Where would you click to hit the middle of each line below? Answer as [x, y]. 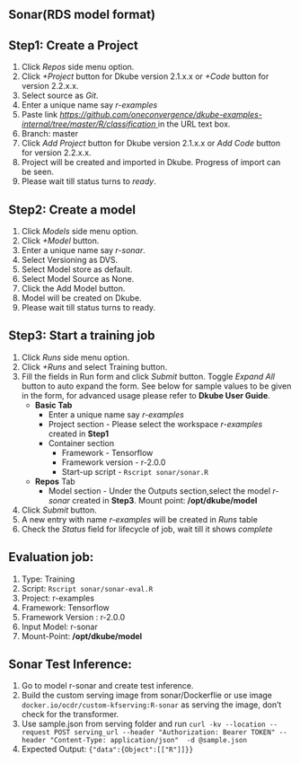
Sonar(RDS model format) [82, 15]
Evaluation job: [51, 557]
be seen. [38, 172]
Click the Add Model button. [73, 289]
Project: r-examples [58, 598]
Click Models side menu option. [79, 232]
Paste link [40, 115]
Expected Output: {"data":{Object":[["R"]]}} [107, 750]
